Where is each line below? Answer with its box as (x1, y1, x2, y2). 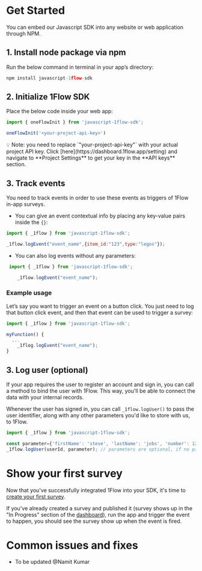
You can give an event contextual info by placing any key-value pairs (14, 212, 185, 219)
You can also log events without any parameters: (14, 252, 136, 259)
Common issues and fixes (6, 538, 138, 552)
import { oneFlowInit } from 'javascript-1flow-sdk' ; (6, 119, 144, 125)
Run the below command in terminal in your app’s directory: (6, 63, 154, 70)
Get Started (6, 4, 65, 17)
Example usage (6, 289, 52, 297)
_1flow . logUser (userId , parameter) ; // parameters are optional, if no (6, 446, 189, 452)
